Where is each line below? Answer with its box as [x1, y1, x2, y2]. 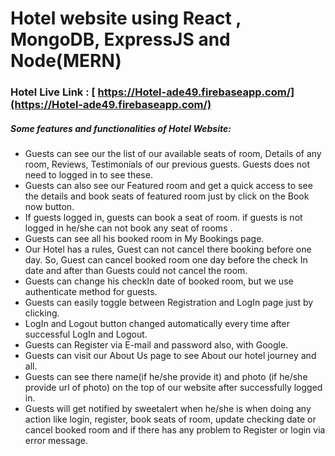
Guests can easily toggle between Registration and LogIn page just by [24, 297, 314, 309]
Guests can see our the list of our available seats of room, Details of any [24, 148, 322, 160]
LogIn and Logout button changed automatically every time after [24, 318, 290, 330]
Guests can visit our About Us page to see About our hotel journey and [24, 350, 317, 362]
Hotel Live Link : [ [10, 85, 96, 99]
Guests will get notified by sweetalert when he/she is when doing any [24, 403, 312, 415]
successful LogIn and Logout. [24, 328, 148, 341]
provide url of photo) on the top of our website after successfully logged [24, 382, 323, 394]
